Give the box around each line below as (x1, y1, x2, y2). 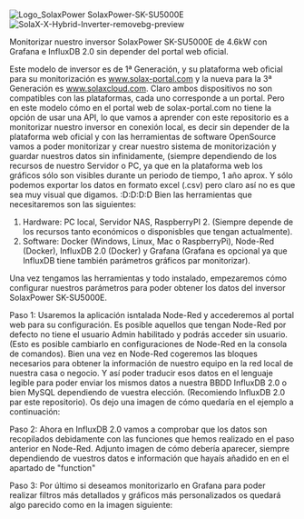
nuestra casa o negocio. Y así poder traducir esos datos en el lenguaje (9, 368, 274, 379)
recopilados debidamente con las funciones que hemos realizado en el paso (9, 434, 295, 444)
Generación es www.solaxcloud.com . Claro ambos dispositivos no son (9, 83, 273, 95)
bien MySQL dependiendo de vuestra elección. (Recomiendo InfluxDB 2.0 (9, 387, 286, 398)
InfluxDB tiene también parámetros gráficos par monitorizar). (22, 255, 251, 266)
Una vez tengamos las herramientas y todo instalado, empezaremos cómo (9, 273, 288, 284)
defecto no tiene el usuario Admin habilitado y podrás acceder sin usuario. (9, 329, 289, 340)
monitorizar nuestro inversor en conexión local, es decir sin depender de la (9, 122, 290, 133)
